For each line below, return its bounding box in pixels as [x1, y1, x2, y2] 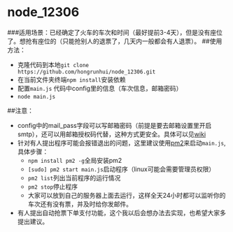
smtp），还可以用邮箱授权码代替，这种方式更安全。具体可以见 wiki [17, 130, 206, 138]
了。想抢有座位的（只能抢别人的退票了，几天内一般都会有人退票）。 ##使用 [7, 36, 223, 45]
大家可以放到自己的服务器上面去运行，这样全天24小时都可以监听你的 [27, 191, 226, 199]
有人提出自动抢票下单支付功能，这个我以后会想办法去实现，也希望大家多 [17, 208, 226, 217]
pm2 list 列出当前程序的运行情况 [27, 173, 121, 182]
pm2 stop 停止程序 [27, 182, 78, 191]
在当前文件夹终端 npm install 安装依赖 [17, 75, 126, 84]
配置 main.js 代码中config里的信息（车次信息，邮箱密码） [17, 84, 183, 92]
